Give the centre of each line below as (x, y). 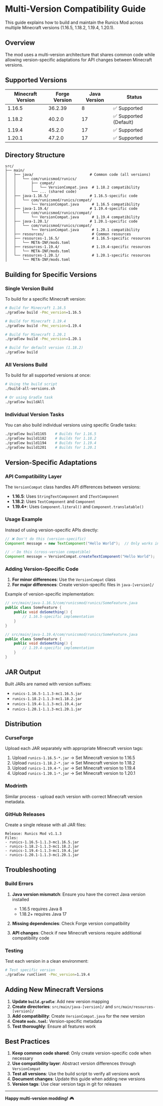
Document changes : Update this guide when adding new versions (79, 1079)
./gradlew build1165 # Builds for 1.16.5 (51, 434)
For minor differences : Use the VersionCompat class (64, 579)
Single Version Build (29, 289)
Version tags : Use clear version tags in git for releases (67, 1084)
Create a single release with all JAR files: (46, 825)
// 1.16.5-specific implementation (58, 617)
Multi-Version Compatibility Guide (75, 9)
